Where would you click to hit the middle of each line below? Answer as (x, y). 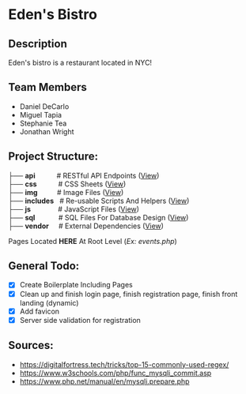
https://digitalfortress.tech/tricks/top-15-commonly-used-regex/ (124, 364)
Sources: (31, 345)
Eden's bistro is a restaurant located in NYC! (80, 62)
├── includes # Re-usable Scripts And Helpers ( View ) (99, 201)
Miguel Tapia (40, 114)
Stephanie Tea (43, 123)
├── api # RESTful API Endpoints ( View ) (84, 175)
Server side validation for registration (80, 320)
